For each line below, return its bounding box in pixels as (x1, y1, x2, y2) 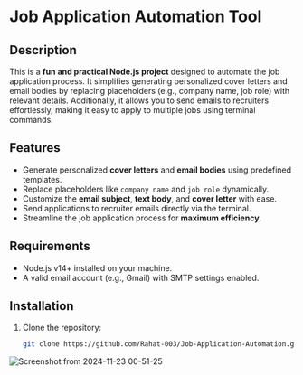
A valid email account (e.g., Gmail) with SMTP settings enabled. (22, 272, 260, 283)
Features (9, 140, 61, 155)
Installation (9, 298, 74, 314)
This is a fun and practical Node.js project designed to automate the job (9, 66, 280, 77)
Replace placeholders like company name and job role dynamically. (22, 183, 270, 194)
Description (9, 42, 77, 58)
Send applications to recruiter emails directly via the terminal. (22, 202, 251, 213)
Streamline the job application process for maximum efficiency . (22, 212, 262, 223)
